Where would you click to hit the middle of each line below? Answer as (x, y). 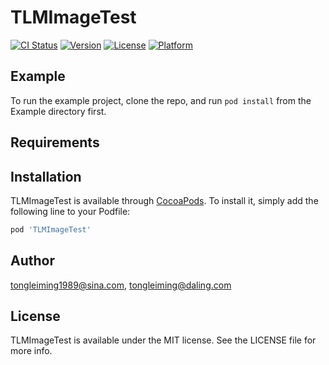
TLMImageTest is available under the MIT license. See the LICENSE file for (163, 340)
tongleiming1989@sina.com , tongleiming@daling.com (121, 285)
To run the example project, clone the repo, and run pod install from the (161, 100)
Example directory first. (58, 111)
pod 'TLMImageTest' (51, 229)
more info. (31, 351)
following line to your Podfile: (70, 211)
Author (32, 261)
